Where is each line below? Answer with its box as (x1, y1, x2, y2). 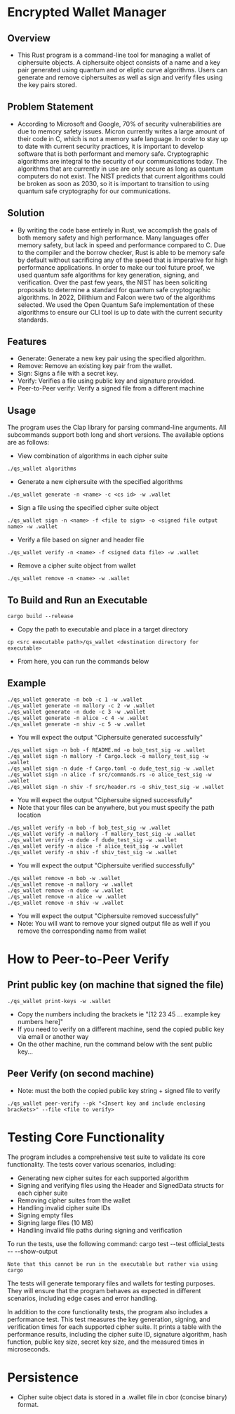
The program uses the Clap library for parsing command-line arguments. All (7, 423, 227, 432)
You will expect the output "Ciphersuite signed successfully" (17, 795, 193, 804)
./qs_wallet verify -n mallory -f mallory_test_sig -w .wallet (7, 830, 196, 837)
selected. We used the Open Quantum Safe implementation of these (17, 300, 215, 309)
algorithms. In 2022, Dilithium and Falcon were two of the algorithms (17, 293, 215, 301)
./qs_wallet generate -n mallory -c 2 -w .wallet (7, 702, 156, 709)
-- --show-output (7, 1247, 58, 1255)
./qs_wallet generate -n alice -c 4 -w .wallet (7, 714, 149, 721)
